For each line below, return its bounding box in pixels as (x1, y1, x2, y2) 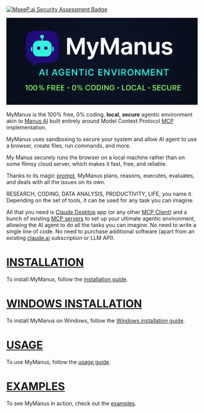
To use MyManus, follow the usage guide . (6, 358, 111, 366)
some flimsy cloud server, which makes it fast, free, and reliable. (6, 160, 168, 167)
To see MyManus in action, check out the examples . (6, 400, 137, 407)
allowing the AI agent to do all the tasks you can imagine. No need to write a (6, 222, 196, 228)
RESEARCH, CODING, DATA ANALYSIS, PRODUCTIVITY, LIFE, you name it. (6, 190, 193, 197)
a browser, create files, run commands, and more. (6, 142, 131, 149)
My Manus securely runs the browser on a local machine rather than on (6, 154, 185, 161)
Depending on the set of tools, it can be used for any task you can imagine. (6, 197, 194, 203)
